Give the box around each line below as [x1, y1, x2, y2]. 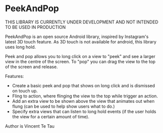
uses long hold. [5, 44, 36, 50]
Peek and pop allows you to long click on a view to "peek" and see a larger [5, 53, 156, 59]
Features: [5, 73, 24, 79]
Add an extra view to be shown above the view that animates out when [12, 98, 155, 104]
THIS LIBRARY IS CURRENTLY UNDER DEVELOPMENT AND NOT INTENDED [5, 19, 159, 25]
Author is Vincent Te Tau [5, 123, 55, 129]
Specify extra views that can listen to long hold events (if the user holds [12, 108, 156, 114]
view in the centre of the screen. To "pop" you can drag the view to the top [5, 58, 156, 64]
